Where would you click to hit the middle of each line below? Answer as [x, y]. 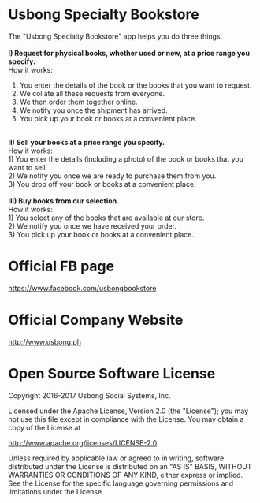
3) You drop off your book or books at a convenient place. [102, 184]
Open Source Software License [112, 374]
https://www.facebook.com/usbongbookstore [82, 288]
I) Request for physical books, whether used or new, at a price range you [129, 53]
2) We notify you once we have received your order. [93, 225]
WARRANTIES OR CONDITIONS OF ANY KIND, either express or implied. [125, 475]
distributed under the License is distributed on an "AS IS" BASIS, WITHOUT [130, 466]
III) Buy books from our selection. [64, 201]
